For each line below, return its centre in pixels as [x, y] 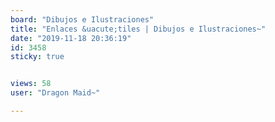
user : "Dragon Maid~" [55, 93]
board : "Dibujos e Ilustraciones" [82, 19]
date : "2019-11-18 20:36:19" [71, 38]
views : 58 [31, 84]
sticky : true [37, 57]
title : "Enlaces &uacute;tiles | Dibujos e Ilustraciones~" [138, 29]
